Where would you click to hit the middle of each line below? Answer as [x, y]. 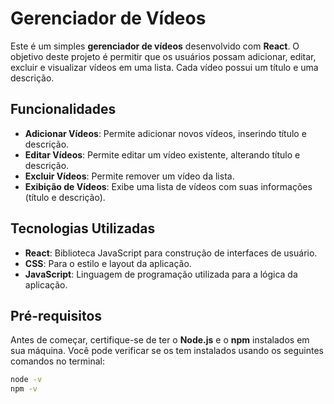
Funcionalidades [63, 109]
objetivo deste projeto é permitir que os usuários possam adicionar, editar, [163, 56]
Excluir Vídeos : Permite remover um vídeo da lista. [129, 176]
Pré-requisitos [56, 315]
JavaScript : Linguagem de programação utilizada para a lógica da [161, 274]
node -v [26, 380]
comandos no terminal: [57, 361]
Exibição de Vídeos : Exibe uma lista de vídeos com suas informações [168, 186]
